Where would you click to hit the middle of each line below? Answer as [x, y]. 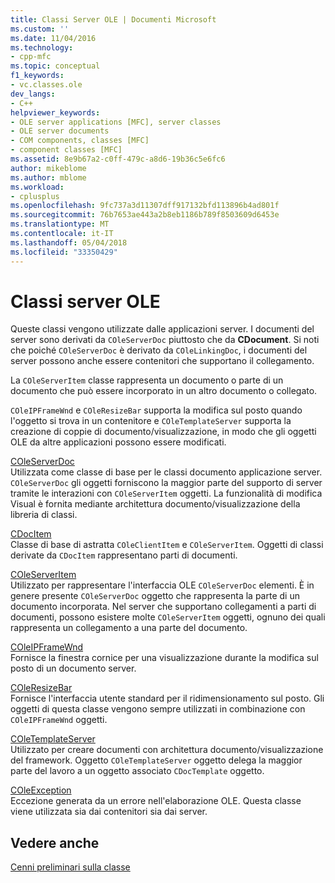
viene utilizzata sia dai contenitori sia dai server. [109, 812]
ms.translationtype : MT [60, 224]
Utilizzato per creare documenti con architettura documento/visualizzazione [167, 750]
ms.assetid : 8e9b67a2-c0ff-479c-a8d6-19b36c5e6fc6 [118, 159]
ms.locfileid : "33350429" [64, 252]
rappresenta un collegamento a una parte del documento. [129, 628]
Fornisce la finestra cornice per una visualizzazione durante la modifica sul [164, 658]
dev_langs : [33, 94]
